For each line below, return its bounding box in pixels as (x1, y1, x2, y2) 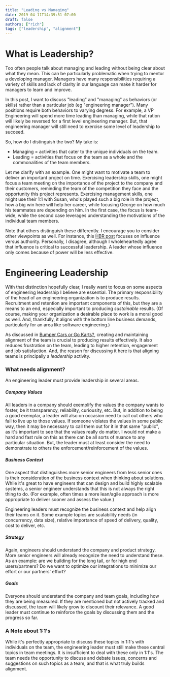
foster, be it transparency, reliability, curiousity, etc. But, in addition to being (5, 407, 163, 413)
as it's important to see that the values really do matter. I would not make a (5, 429, 161, 435)
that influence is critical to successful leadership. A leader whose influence (5, 244, 162, 250)
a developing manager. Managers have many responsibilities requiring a (5, 76, 156, 82)
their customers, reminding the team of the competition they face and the (5, 186, 159, 192)
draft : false (5, 17, 33, 22)
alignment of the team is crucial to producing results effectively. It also (5, 337, 152, 343)
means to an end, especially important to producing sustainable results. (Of (5, 305, 163, 312)
